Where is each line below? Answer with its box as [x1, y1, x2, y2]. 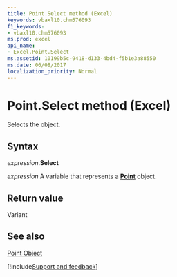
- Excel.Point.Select [7, 49, 70, 56]
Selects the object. [7, 120, 61, 128]
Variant [7, 211, 28, 219]
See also [7, 231, 45, 242]
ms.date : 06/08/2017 [7, 61, 67, 68]
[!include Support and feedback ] [7, 262, 98, 270]
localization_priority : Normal [7, 68, 97, 75]
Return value [7, 192, 64, 204]
